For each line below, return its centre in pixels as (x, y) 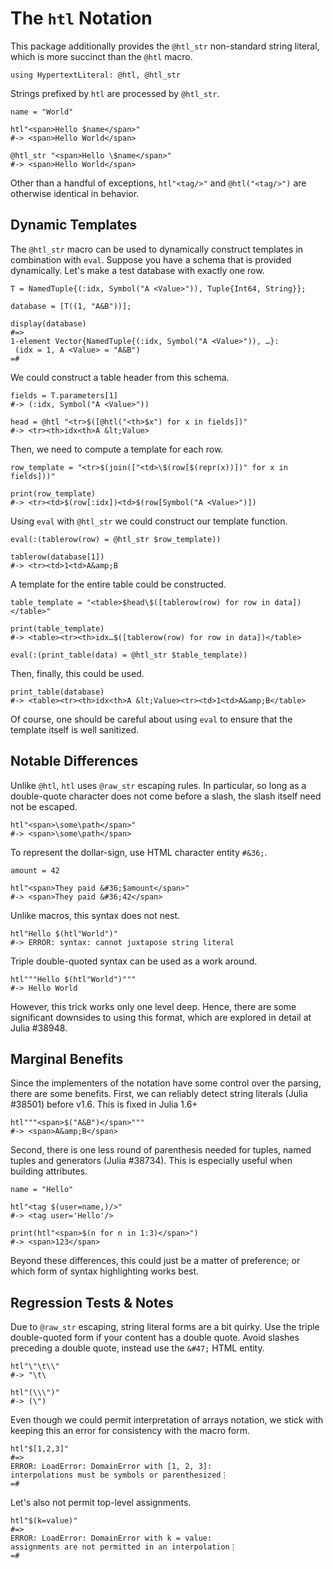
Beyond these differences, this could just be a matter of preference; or (155, 1261)
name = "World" (42, 112)
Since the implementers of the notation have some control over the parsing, (166, 1083)
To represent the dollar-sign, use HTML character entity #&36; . (139, 852)
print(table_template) (57, 628)
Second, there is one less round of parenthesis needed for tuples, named (161, 1150)
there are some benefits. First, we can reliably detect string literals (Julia (159, 1094)
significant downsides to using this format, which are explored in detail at (161, 1017)
